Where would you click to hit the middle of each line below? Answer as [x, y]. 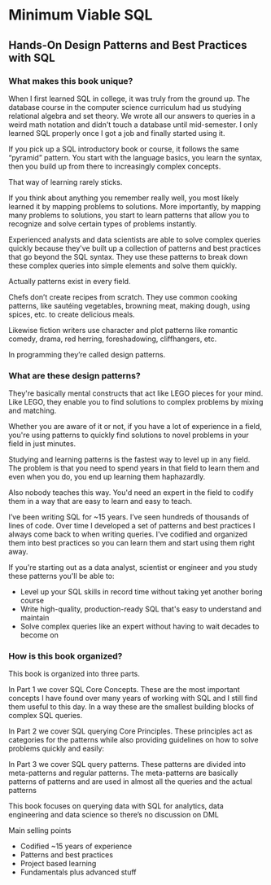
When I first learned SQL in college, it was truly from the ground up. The [129, 99]
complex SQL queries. [46, 716]
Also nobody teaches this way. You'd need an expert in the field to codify [131, 493]
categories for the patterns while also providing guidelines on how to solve [133, 740]
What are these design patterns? [74, 375]
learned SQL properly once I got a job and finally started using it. [117, 133]
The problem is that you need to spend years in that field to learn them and [134, 468]
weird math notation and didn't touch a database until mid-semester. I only [133, 125]
